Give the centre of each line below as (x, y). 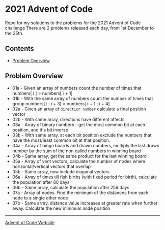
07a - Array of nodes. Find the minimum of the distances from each (80, 193)
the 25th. (14, 33)
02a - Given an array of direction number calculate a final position (79, 109)
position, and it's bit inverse (40, 130)
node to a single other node (40, 197)
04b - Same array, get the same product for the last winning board (80, 156)
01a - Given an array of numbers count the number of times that (77, 88)
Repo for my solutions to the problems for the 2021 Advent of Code (73, 23)
